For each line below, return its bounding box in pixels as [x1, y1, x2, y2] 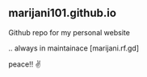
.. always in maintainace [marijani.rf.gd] [8, 43, 140, 53]
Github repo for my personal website [8, 27, 131, 37]
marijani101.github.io [8, 6, 117, 20]
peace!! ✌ [8, 59, 42, 69]
